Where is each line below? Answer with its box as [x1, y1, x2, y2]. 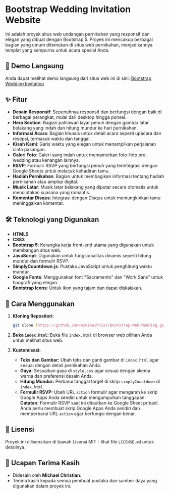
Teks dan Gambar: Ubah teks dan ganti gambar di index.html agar [20, 357, 159, 363]
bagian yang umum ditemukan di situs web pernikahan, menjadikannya [5, 41, 153, 48]
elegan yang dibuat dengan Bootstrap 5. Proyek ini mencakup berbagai [5, 36, 153, 42]
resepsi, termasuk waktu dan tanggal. [12, 136, 91, 142]
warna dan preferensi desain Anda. [20, 373, 93, 379]
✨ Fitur [5, 95, 28, 104]
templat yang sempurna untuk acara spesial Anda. [5, 47, 110, 53]
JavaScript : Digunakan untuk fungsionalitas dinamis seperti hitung [12, 253, 151, 259]
